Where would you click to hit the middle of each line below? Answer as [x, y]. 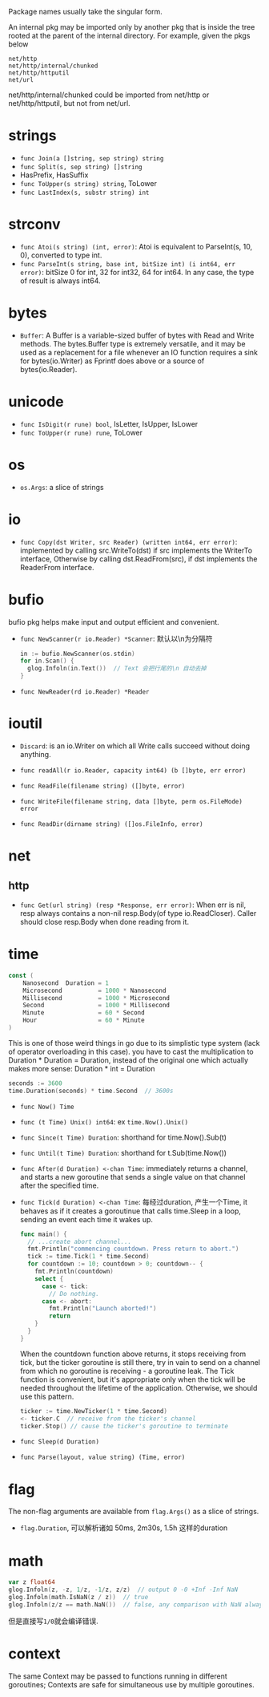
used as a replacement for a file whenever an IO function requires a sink [139, 352]
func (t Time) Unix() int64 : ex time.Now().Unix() [104, 1121]
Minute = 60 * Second [84, 1013]
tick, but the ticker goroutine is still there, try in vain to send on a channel [140, 1362]
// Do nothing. [74, 1294]
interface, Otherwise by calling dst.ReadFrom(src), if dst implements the [139, 559]
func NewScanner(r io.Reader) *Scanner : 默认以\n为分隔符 [116, 638]
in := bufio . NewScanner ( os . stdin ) [77, 654]
